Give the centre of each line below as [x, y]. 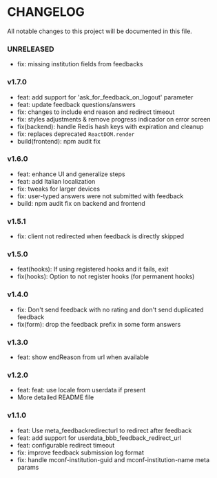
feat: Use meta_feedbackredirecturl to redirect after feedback [104, 430]
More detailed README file [55, 397]
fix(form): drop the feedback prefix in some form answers [99, 324]
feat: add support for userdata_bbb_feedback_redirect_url [99, 438]
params [28, 467]
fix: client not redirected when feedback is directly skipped [101, 236]
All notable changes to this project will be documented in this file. [100, 31]
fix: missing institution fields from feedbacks [80, 64]
